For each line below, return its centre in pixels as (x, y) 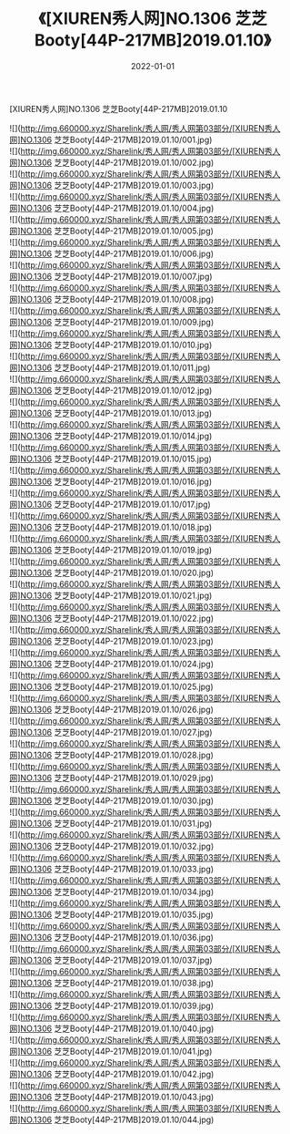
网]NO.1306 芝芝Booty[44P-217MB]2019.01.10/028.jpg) (111, 755)
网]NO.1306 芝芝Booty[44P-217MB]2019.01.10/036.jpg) (111, 937)
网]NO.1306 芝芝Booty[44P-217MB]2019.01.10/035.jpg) (111, 914)
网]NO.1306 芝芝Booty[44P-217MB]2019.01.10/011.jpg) (110, 367)
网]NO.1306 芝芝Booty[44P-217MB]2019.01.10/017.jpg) (110, 504)
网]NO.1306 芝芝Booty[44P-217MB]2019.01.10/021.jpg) (111, 595)
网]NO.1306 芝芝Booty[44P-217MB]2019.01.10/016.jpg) (110, 481)
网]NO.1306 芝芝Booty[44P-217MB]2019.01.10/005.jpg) (111, 231)
